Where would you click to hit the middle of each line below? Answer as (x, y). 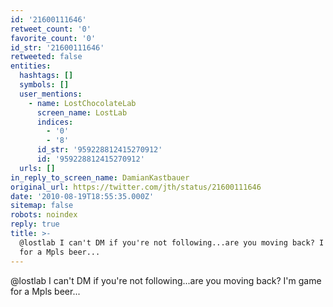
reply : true (35, 224)
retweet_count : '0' (51, 29)
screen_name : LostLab (82, 112)
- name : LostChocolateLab (82, 103)
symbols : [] (44, 85)
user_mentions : (51, 94)
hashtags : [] (46, 76)
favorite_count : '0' (53, 38)
